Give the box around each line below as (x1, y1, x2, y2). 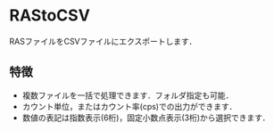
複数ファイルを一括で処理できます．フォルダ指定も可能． (21, 90, 234, 101)
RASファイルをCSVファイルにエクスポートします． (9, 36, 197, 46)
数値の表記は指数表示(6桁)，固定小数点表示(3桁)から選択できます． (21, 112, 270, 123)
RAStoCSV (9, 5, 91, 26)
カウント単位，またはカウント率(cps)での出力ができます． (21, 101, 237, 111)
